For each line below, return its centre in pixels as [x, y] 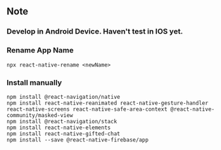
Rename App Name [40, 50]
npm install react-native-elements [59, 128]
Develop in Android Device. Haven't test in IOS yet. [95, 32]
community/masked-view [40, 115]
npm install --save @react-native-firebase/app [78, 139]
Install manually [34, 82]
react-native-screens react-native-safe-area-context [87, 109]
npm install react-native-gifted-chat [63, 134]
